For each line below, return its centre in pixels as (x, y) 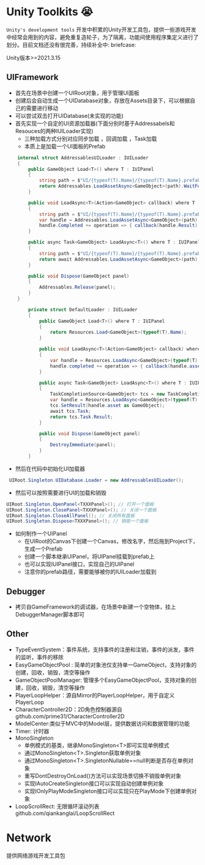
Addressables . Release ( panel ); (77, 288)
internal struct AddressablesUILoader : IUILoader (83, 157)
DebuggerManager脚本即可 (50, 615)
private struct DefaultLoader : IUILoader (83, 309)
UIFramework (33, 77)
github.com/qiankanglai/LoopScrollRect (65, 813)
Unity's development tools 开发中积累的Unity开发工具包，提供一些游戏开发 (101, 29)
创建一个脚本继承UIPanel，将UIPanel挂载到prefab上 (89, 557)
